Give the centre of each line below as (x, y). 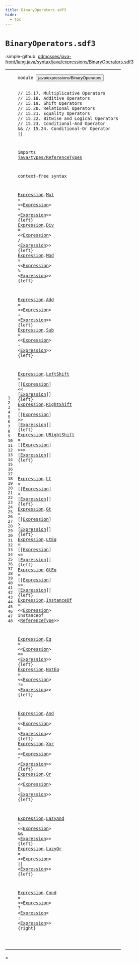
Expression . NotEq (38, 669)
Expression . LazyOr (40, 849)
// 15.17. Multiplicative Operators (61, 93)
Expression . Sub (36, 330)
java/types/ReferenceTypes (50, 158)
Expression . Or (34, 774)
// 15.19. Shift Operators (50, 103)
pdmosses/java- (54, 57)
